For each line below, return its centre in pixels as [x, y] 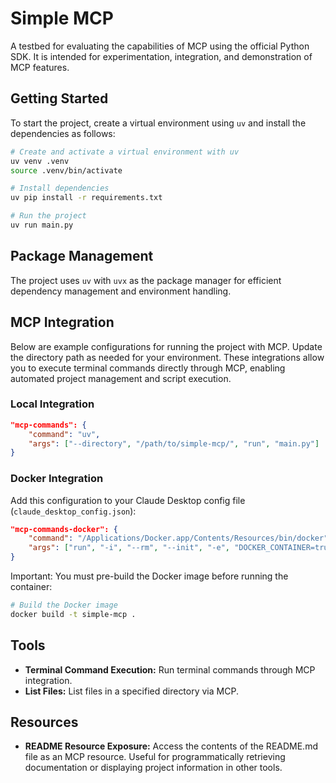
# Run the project [48, 216]
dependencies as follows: [63, 133]
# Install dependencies [60, 188]
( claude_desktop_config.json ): [73, 511]
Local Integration [52, 404]
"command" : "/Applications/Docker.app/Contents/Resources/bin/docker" [178, 538]
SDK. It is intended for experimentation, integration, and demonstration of [161, 56]
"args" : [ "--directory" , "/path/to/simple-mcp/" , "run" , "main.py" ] [174, 443]
